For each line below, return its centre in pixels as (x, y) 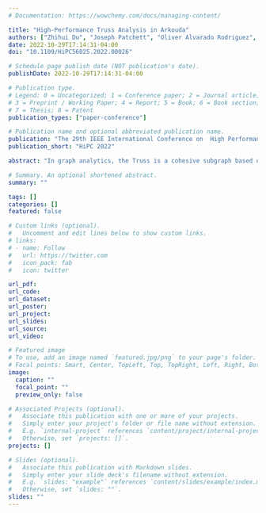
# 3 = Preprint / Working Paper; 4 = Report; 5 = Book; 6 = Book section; (134, 103)
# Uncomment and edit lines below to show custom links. (108, 234)
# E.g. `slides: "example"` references (78, 482)
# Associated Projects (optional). (67, 409)
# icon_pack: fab (40, 262)
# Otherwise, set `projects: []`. (68, 438)
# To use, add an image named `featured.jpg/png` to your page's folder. (133, 358)
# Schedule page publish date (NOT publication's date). (104, 67)
